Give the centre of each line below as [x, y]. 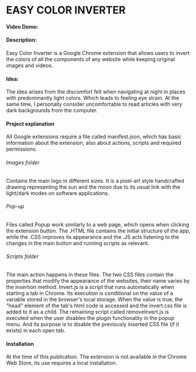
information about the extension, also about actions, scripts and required [94, 143]
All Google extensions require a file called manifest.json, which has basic [94, 137]
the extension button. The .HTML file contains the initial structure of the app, [98, 231]
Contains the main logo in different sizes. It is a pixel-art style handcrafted [95, 180]
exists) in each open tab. [36, 330]
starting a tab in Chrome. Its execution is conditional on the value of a [90, 293]
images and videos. [30, 65]
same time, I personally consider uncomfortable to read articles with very [94, 104]
